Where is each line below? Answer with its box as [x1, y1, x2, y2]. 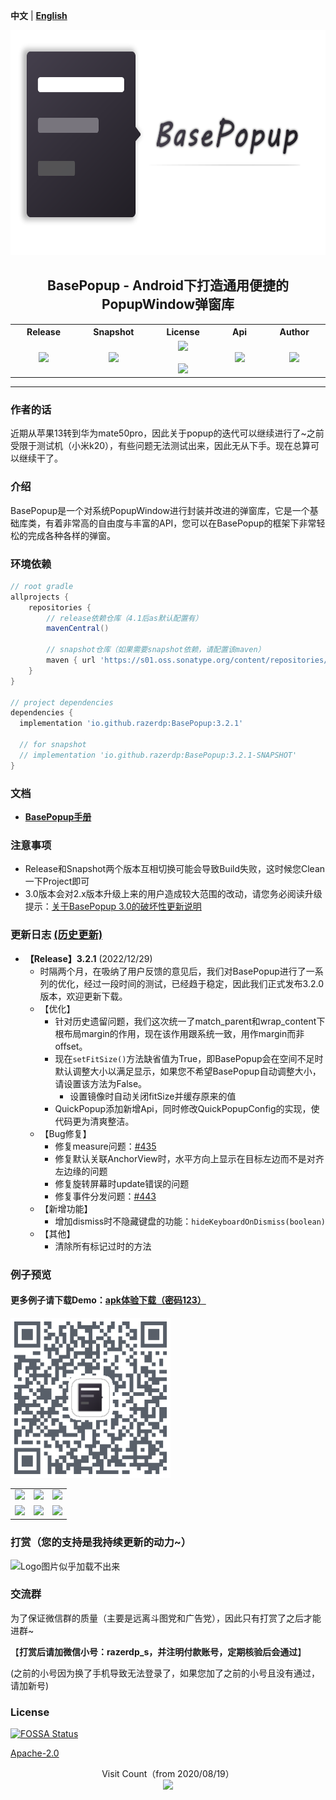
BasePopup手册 [24, 811, 92, 823]
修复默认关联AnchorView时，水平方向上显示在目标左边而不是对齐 [54, 1152, 325, 1164]
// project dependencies [10, 697, 114, 708]
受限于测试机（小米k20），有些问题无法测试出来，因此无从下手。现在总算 [10, 440, 312, 452]
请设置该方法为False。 [54, 1077, 148, 1089]
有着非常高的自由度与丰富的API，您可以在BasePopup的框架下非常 [44, 517, 317, 529]
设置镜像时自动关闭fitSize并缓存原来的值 [69, 1090, 237, 1102]
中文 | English [10, 10, 68, 21]
